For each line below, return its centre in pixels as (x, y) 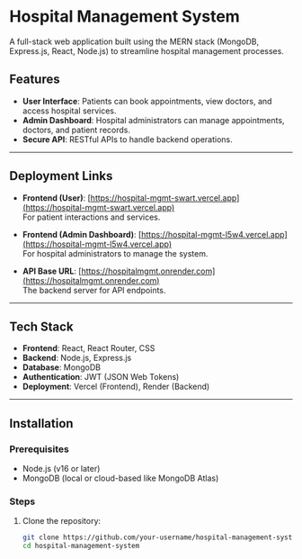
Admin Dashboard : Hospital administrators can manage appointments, (153, 120)
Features (35, 80)
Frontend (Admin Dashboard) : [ (82, 234)
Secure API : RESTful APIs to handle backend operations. (128, 139)
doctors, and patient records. (76, 130)
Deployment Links (61, 176)
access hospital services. (69, 111)
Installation (41, 424)
